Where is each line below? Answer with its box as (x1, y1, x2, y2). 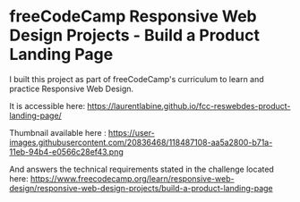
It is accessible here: (9, 100, 86, 111)
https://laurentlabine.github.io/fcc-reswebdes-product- (87, 100, 291, 111)
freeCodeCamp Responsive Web (9, 6, 257, 27)
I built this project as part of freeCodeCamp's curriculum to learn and (9, 73, 264, 84)
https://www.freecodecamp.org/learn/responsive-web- (30, 173, 235, 184)
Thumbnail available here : (9, 127, 107, 138)
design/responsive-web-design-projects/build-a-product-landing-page (9, 182, 273, 193)
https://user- (107, 127, 155, 138)
